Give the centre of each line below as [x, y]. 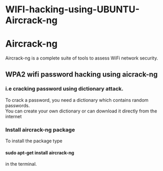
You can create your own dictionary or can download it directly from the [81, 111]
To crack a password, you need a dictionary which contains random [77, 100]
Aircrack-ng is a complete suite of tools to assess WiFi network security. [82, 58]
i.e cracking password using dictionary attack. [65, 89]
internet [14, 116]
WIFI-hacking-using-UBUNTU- [73, 9]
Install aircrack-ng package [40, 129]
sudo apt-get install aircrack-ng [40, 153]
